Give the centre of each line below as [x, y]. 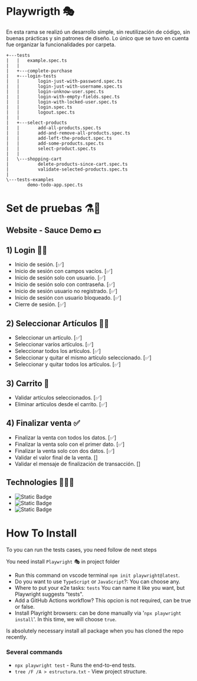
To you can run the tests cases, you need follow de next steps [82, 550]
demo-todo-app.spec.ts [55, 185]
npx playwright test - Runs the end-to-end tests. [75, 665]
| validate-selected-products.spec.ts [67, 169]
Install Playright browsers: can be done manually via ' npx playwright [98, 613]
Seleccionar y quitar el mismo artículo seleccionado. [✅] [83, 358]
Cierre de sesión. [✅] [40, 304]
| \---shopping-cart [34, 159]
